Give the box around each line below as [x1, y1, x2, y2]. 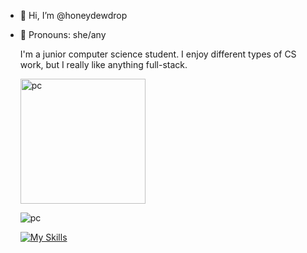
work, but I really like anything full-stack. [19, 59, 188, 70]
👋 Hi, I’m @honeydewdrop [19, 10, 128, 21]
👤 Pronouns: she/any [19, 29, 107, 40]
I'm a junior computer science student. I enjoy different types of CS [19, 48, 297, 60]
